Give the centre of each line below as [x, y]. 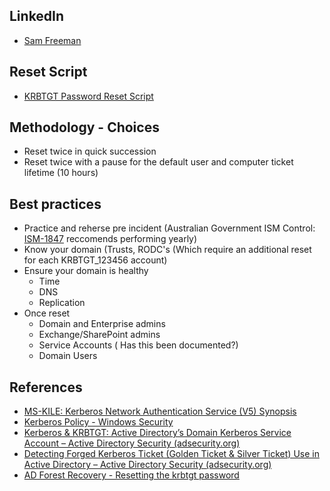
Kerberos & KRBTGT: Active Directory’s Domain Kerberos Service [157, 433]
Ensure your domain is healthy [86, 271]
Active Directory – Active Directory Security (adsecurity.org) [147, 465]
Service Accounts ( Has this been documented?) [138, 345]
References [46, 387]
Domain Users [68, 356]
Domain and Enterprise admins [102, 324]
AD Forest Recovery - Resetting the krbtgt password [131, 475]
